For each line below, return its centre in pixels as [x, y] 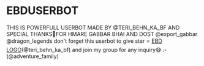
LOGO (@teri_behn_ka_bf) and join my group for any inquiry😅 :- [87, 50]
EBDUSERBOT [42, 11]
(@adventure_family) [33, 56]
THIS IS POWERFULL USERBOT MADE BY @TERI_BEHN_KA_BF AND [93, 28]
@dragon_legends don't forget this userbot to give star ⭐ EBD [84, 41]
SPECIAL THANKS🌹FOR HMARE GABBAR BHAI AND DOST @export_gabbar [102, 34]
